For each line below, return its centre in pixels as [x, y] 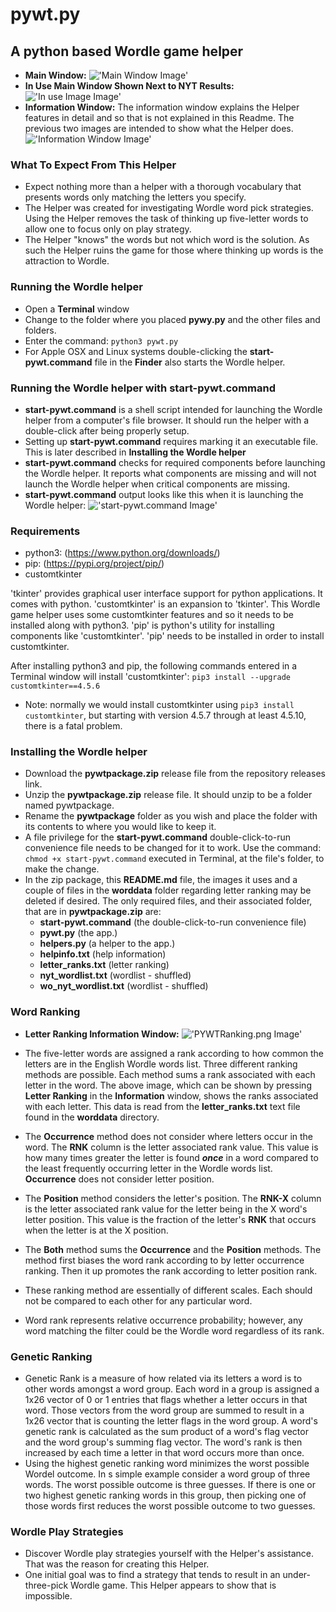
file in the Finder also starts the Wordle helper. [190, 362]
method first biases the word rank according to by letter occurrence [164, 1260]
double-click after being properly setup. [107, 430]
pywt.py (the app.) [78, 933]
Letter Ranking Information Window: [102, 1034]
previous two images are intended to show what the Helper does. [159, 128]
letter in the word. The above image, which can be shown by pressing [168, 1085]
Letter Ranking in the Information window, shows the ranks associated [171, 1095]
